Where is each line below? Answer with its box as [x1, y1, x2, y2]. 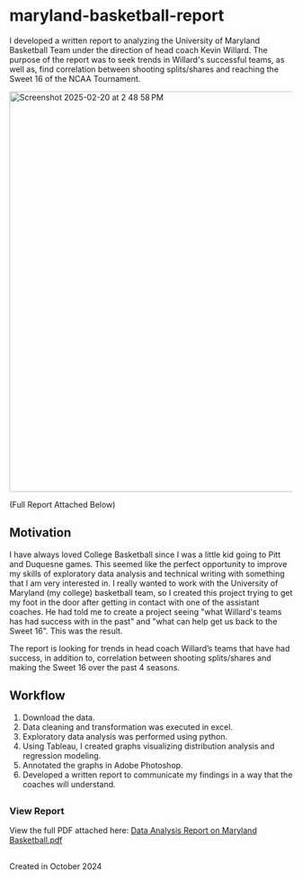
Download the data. [22, 712, 95, 723]
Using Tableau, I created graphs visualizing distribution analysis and [22, 741, 275, 751]
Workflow [9, 688, 66, 704]
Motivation [9, 525, 72, 540]
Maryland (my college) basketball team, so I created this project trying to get [9, 587, 293, 598]
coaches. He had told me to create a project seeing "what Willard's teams [9, 606, 282, 617]
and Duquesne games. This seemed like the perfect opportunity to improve [9, 558, 288, 569]
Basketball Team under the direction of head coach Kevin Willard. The [9, 44, 268, 55]
